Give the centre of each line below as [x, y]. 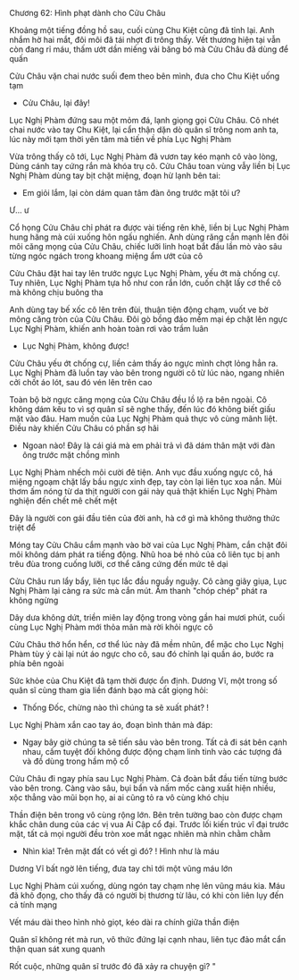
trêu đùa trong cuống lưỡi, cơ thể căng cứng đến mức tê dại [119, 564]
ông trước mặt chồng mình [71, 455]
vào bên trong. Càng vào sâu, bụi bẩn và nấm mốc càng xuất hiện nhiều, [143, 788]
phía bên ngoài [37, 663]
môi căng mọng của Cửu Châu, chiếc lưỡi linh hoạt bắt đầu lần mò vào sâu [146, 246]
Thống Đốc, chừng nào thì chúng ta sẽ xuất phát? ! [116, 707]
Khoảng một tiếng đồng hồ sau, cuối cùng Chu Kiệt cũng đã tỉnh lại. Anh [142, 30]
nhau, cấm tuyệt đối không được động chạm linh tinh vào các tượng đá [152, 752]
